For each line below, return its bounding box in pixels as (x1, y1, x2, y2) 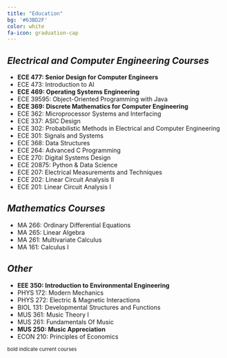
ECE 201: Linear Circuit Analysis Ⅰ (17, 183, 112, 191)
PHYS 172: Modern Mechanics (17, 288, 104, 297)
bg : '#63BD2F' (7, 17, 48, 23)
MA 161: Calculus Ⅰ (17, 242, 69, 251)
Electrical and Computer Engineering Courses (7, 54, 209, 66)
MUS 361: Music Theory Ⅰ (17, 310, 90, 319)
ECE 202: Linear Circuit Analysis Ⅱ (17, 176, 115, 184)
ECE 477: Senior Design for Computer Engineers (17, 73, 159, 81)
